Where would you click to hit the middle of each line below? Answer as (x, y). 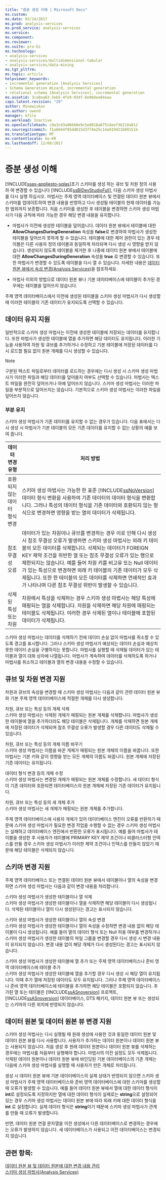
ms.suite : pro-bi (23, 47)
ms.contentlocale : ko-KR (31, 139)
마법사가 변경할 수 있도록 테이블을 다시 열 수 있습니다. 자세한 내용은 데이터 (89, 263)
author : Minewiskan (25, 107)
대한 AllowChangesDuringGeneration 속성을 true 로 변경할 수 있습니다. (83, 256)
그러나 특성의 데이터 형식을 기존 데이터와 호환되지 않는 (93, 505)
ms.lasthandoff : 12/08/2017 (34, 143)
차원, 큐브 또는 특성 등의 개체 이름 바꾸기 (44, 744)
